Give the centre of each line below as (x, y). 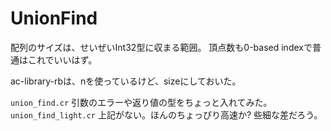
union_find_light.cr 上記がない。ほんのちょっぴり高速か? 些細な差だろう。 (166, 114)
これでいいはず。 (62, 59)
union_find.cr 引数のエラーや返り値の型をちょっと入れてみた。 (141, 102)
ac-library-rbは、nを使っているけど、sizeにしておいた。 (126, 81)
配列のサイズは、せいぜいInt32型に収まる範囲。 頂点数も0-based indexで (161, 47)
